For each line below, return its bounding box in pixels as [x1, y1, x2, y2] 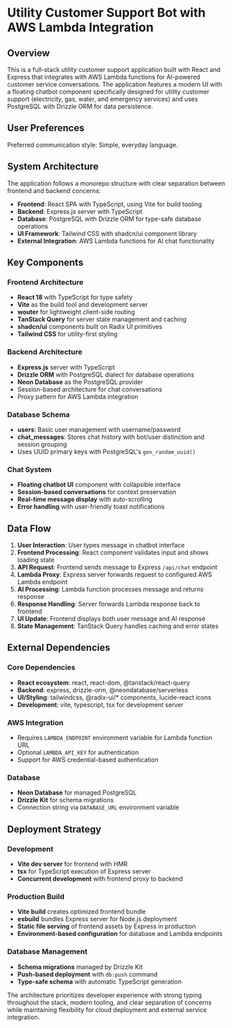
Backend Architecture [7, 348, 83, 357]
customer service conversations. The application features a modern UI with [7, 80, 223, 88]
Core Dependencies [7, 662, 76, 672]
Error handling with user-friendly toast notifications [17, 503, 165, 511]
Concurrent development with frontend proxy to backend [17, 874, 184, 883]
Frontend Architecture [7, 277, 84, 287]
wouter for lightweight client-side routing [17, 308, 135, 316]
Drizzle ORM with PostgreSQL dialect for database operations [17, 370, 195, 379]
